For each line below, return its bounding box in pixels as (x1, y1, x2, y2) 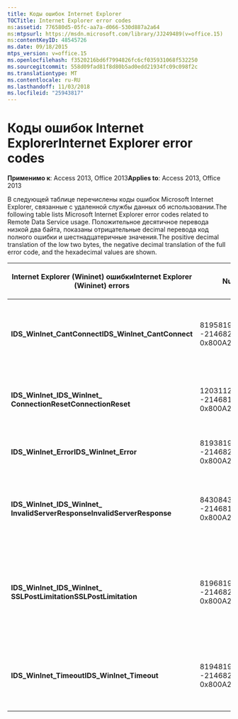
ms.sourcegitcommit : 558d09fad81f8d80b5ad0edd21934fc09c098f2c (7, 63, 198, 70)
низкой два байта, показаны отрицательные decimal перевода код (7, 225, 209, 234)
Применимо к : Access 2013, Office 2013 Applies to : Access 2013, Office (7, 174, 221, 182)
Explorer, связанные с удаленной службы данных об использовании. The (7, 203, 227, 212)
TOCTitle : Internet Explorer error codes (7, 17, 132, 24)
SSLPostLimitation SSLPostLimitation (11, 592, 137, 602)
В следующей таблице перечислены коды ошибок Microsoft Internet (7, 195, 214, 204)
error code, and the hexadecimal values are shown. (7, 248, 157, 256)
